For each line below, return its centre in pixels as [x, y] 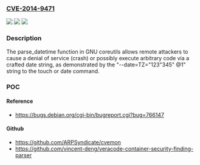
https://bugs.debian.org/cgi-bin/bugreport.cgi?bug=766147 [90, 114]
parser [23, 155]
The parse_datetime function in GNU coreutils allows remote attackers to [97, 51]
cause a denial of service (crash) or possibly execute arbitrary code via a [98, 58]
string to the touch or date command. [53, 71]
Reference [20, 101]
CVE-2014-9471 [30, 9]
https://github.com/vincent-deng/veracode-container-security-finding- [104, 149]
